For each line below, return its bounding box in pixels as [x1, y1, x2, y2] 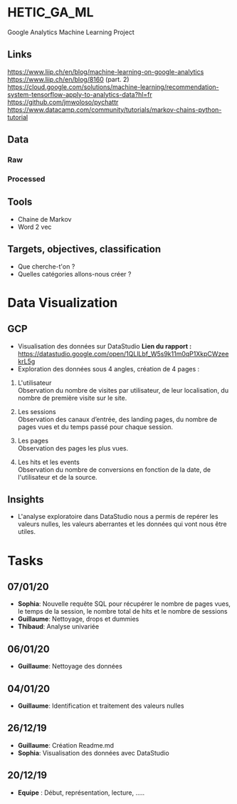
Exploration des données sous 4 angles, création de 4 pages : [17, 364, 200, 373]
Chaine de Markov [17, 215, 72, 223]
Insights [7, 493, 45, 505]
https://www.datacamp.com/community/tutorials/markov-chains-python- [7, 105, 222, 114]
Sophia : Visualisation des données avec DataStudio [17, 748, 169, 757]
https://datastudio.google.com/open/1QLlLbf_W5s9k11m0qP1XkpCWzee [17, 349, 229, 358]
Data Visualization [7, 294, 118, 311]
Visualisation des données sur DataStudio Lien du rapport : [17, 341, 192, 350]
